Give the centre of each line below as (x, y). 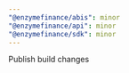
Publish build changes (49, 60)
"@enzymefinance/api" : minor (62, 26)
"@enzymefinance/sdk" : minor (62, 34)
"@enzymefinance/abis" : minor (64, 17)
